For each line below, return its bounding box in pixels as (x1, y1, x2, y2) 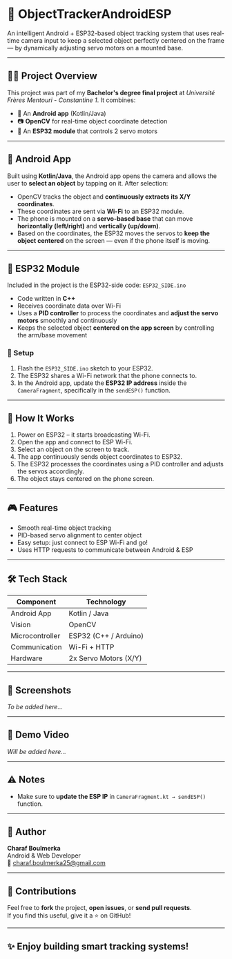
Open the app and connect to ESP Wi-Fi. (17, 438, 133, 446)
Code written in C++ (17, 295, 76, 303)
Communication (10, 642, 62, 652)
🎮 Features (7, 502, 59, 513)
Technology (86, 597, 126, 606)
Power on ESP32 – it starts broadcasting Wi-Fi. (17, 431, 151, 439)
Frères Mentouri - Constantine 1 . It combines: (7, 96, 136, 104)
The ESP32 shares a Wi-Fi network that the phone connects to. (17, 371, 197, 379)
